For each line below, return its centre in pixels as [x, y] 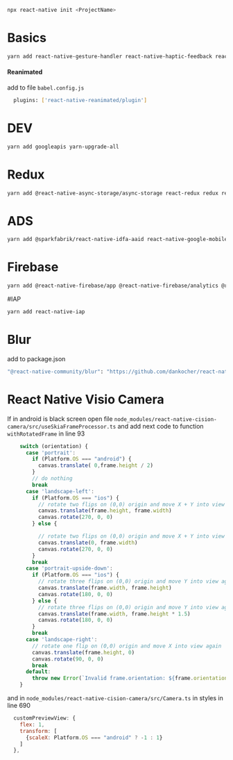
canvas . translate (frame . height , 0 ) [84, 652]
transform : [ [38, 731]
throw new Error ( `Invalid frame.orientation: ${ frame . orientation [130, 678]
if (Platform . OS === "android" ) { [82, 459]
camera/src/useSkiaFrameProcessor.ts [62, 427]
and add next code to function [161, 426]
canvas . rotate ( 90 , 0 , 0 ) [68, 659]
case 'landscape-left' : [60, 491]
